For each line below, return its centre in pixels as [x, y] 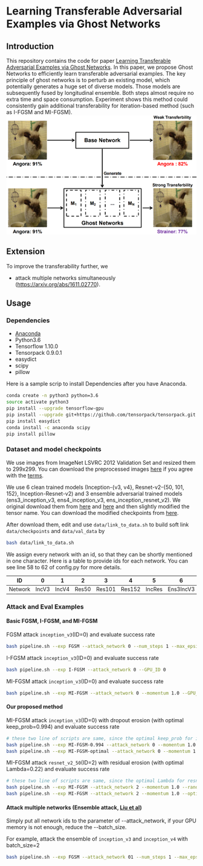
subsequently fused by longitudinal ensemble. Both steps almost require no [100, 93]
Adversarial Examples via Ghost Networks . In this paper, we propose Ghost [100, 67]
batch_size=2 [23, 845]
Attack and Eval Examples [45, 607]
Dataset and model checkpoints [54, 450]
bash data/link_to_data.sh [40, 543]
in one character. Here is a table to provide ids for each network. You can [97, 561]
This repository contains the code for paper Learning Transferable [89, 61]
